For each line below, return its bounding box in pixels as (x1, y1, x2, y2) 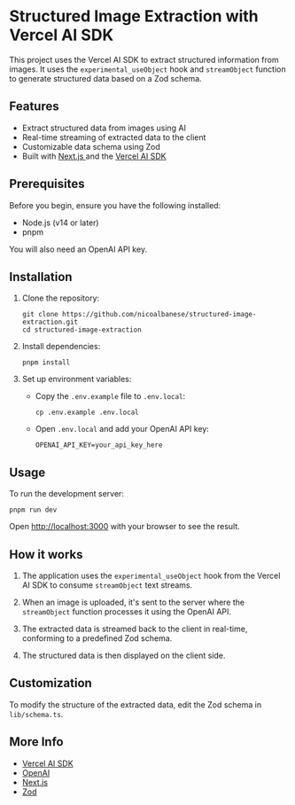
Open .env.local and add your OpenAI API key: (35, 424, 210, 434)
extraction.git (21, 317, 79, 327)
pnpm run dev (9, 505, 58, 515)
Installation (9, 269, 73, 285)
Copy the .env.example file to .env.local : (35, 391, 186, 402)
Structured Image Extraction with (9, 6, 259, 27)
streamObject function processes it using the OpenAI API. (21, 606, 232, 617)
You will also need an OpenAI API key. (9, 244, 148, 254)
